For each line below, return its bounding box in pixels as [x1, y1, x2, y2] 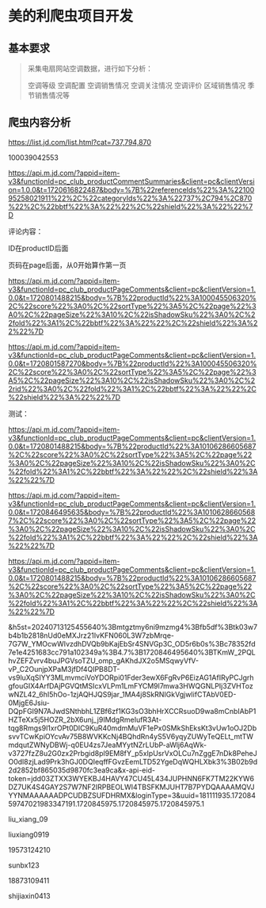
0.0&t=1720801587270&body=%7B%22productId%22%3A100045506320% [8, 358, 257, 368]
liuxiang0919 [8, 830, 50, 839]
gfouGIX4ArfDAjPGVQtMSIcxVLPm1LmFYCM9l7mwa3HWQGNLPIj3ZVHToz [8, 681, 253, 690]
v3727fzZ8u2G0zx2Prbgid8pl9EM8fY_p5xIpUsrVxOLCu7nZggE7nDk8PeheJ [8, 748, 257, 757]
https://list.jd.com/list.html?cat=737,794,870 [8, 137, 152, 147]
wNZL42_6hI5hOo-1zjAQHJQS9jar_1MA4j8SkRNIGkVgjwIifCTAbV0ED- [8, 689, 237, 699]
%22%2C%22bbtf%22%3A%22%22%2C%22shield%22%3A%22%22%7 [8, 201, 253, 211]
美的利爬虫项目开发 [8, 7, 134, 25]
